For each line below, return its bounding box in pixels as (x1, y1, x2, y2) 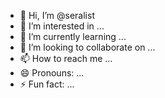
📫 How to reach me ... (19, 53, 113, 64)
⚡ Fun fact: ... (19, 78, 75, 90)
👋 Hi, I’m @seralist (19, 10, 95, 21)
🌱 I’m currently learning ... (19, 31, 127, 42)
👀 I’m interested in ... (19, 20, 105, 32)
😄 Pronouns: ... (19, 67, 85, 79)
